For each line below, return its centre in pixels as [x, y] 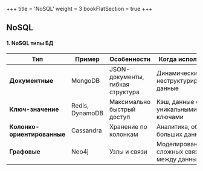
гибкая [119, 84]
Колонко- [24, 126]
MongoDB [86, 80]
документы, [127, 77]
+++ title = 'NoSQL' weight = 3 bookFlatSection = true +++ [79, 9]
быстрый [122, 109]
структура [124, 92]
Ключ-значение [34, 109]
